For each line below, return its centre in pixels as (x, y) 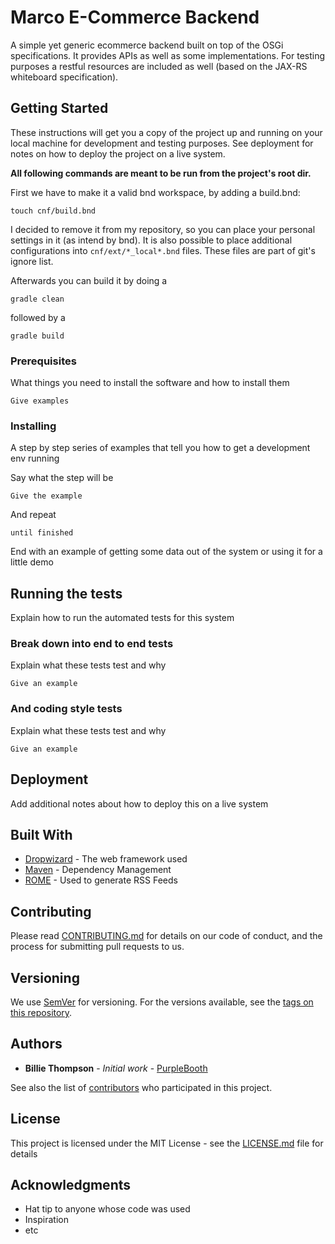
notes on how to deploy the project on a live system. (118, 153)
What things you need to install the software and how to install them (150, 383)
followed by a (38, 317)
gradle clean (37, 299)
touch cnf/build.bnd (53, 211)
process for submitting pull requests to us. (97, 947)
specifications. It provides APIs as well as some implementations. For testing (168, 55)
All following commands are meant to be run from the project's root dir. (161, 173)
